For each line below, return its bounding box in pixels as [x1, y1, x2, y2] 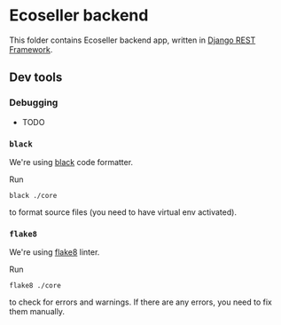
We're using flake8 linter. [9, 247, 100, 258]
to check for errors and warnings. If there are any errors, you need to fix [9, 297, 273, 307]
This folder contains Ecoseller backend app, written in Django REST [9, 35, 256, 45]
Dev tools [9, 70, 63, 85]
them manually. [9, 306, 65, 317]
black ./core [9, 191, 58, 200]
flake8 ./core [9, 281, 62, 290]
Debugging [9, 97, 59, 109]
